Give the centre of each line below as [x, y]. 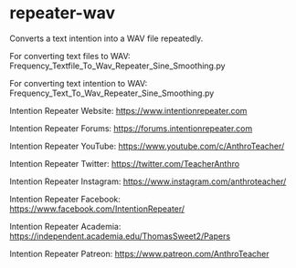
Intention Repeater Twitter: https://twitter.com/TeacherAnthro [125, 163]
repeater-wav [63, 13]
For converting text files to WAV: [70, 56]
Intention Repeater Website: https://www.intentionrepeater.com [128, 110]
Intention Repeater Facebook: [65, 199]
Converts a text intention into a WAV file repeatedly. [106, 38]
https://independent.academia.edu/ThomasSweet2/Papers [120, 236]
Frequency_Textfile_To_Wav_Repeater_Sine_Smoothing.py [117, 66]
